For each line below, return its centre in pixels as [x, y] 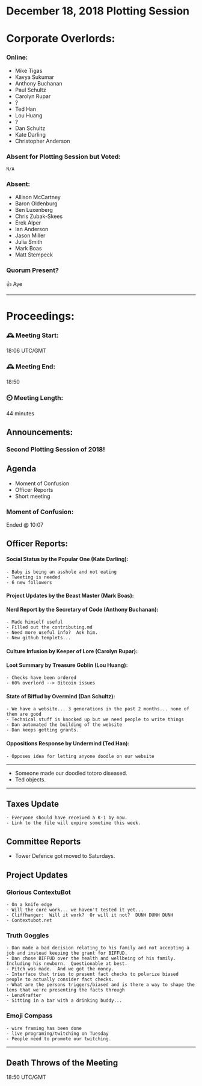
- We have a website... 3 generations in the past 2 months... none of [98, 709]
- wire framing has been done [44, 1028]
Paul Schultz [30, 90]
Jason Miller [30, 235]
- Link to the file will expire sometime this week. [74, 823]
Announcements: [40, 433]
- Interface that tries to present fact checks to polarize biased [93, 974]
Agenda [21, 469]
